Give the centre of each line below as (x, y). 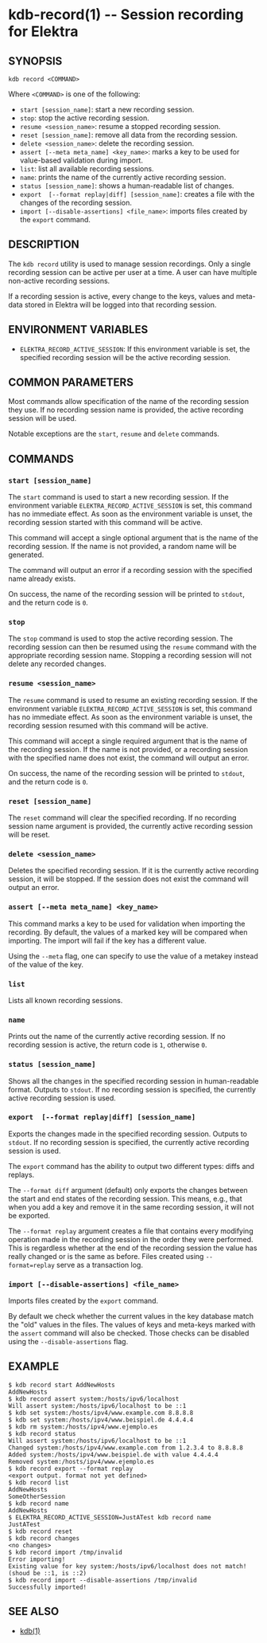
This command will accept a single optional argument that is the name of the (133, 538)
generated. (26, 555)
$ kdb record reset (41, 1531)
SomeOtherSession (37, 1496)
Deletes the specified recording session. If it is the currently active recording (133, 871)
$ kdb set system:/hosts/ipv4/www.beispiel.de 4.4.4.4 (101, 1420)
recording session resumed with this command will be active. (108, 725)
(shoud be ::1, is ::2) (48, 1573)
